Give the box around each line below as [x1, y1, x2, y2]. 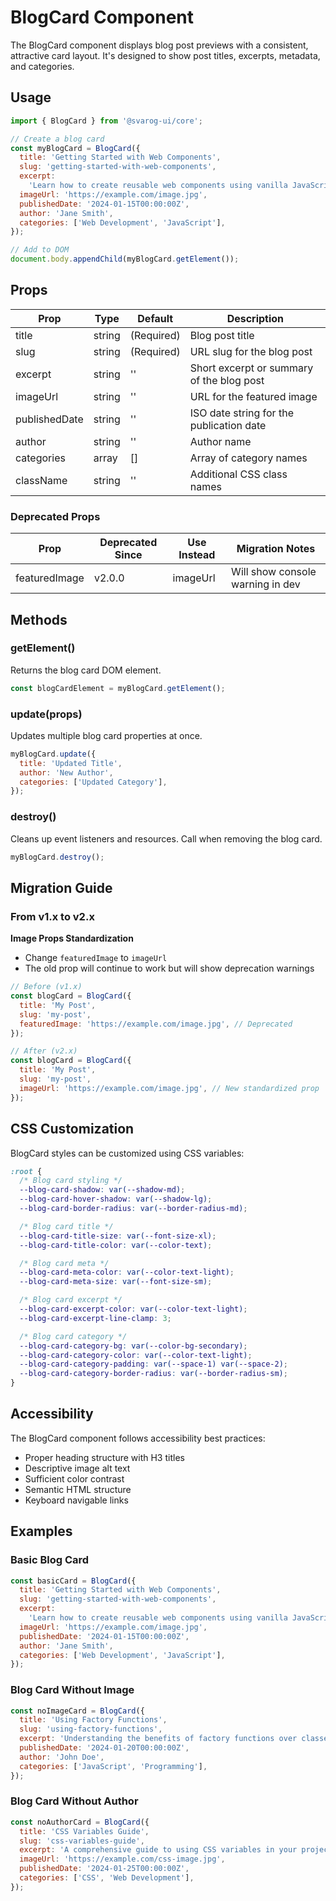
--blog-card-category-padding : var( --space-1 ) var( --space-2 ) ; [19, 1359, 288, 1370]
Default [137, 311, 174, 325]
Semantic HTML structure [24, 1483, 132, 1495]
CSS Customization [10, 1121, 135, 1138]
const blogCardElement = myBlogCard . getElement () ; [10, 683, 226, 693]
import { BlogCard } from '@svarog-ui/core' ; [10, 116, 203, 126]
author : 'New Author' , [19, 767, 114, 778]
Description [226, 311, 285, 325]
